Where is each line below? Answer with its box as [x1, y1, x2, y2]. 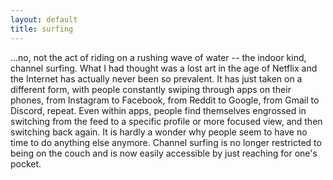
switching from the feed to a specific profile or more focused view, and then [10, 115, 323, 127]
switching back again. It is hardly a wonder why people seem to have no [10, 126, 308, 138]
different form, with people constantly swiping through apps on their [10, 83, 292, 95]
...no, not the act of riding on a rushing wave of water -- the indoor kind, [10, 51, 307, 63]
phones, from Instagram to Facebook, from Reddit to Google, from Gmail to [10, 94, 320, 106]
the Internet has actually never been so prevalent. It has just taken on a [10, 72, 303, 85]
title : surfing [10, 24, 74, 34]
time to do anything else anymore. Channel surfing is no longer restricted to [10, 136, 322, 148]
